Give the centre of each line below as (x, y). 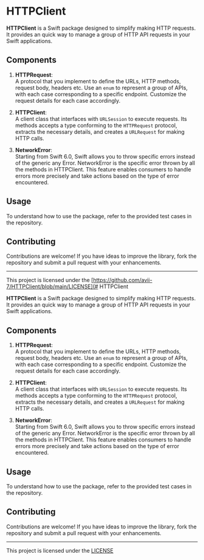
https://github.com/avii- (123, 280)
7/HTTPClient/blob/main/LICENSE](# (52, 286)
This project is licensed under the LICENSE (60, 550)
